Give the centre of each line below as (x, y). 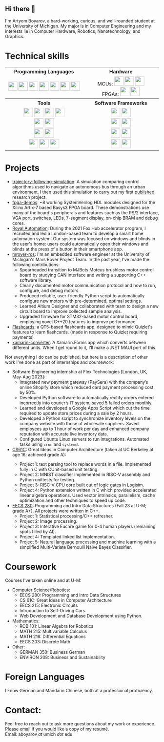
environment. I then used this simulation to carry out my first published (83, 192)
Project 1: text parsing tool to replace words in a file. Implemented (85, 464)
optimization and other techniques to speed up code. (73, 500)
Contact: (23, 710)
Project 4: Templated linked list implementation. (67, 536)
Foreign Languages (45, 677)
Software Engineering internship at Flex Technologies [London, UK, (80, 371)
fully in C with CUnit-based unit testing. (59, 469)
